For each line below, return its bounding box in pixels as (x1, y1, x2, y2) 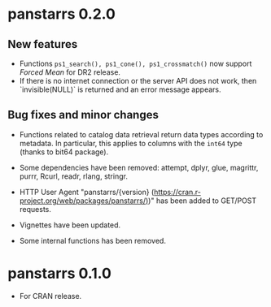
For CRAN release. (19, 291, 82, 301)
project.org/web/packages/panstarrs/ (19, 196, 146, 205)
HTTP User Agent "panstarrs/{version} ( (19, 187, 155, 197)
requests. (19, 204, 52, 214)
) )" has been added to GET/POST (145, 196, 257, 205)
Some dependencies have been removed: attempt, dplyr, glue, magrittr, (19, 162, 259, 172)
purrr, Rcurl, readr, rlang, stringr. (19, 171, 128, 181)
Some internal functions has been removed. (19, 236, 166, 245)
